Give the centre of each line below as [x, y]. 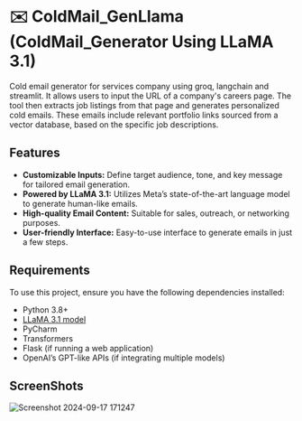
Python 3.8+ [46, 309]
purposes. [41, 222]
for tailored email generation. [76, 184]
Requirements [50, 271]
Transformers [48, 338]
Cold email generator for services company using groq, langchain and [139, 86]
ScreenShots [46, 385]
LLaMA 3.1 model [54, 319]
